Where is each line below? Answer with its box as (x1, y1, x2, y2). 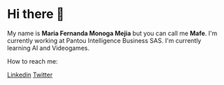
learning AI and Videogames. (7, 44, 90, 52)
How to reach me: (7, 57, 58, 65)
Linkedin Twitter (7, 70, 53, 79)
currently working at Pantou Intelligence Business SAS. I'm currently (7, 36, 202, 44)
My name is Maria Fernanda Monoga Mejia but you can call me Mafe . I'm (7, 29, 218, 37)
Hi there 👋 (7, 6, 64, 22)
